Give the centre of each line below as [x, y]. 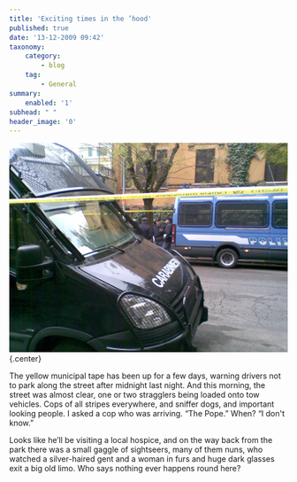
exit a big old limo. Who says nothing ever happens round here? [125, 469]
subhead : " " [33, 112]
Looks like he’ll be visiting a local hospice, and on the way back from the [141, 440]
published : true [39, 28]
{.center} [26, 359]
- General [59, 84]
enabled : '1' [49, 103]
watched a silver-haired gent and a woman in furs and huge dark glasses [142, 459]
